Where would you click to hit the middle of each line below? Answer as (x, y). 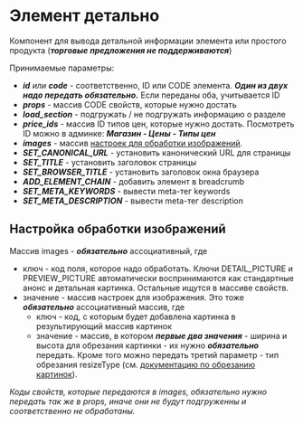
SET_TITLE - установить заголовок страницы (109, 162)
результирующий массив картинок (104, 326)
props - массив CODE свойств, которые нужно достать (129, 104)
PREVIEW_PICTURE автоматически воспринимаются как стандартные (158, 278)
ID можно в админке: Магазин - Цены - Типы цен (119, 133)
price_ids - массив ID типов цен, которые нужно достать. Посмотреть (158, 124)
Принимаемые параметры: (62, 68)
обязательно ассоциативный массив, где (104, 307)
